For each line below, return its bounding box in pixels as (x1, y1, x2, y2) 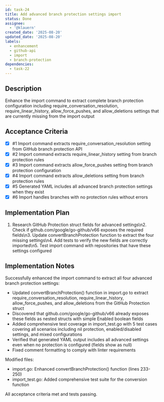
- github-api (9, 48, 36, 53)
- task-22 (9, 67, 29, 72)
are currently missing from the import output (5, 113, 94, 119)
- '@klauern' (9, 25, 36, 30)
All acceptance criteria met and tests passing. (5, 391, 97, 397)
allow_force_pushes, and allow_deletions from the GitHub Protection (12, 300, 150, 306)
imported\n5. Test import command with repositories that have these (12, 242, 151, 248)
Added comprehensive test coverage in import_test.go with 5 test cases (12, 321, 158, 327)
